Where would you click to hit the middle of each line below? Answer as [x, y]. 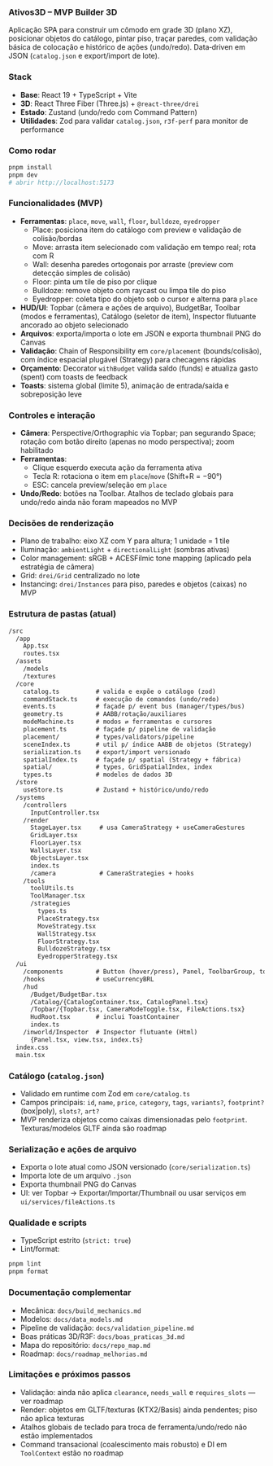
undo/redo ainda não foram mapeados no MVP [99, 503]
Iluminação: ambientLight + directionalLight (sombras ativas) [125, 550]
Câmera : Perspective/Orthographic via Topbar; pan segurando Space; [138, 433]
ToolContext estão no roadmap [72, 1453]
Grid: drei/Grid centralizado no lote [80, 576]
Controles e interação [52, 415]
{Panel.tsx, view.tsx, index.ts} [87, 1040]
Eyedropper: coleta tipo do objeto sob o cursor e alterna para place [145, 299]
